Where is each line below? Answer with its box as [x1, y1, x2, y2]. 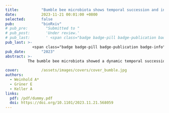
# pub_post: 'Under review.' [5, 30, 80, 35]
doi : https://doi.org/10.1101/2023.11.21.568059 [10, 100, 114, 105]
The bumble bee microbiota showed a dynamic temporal [27, 58, 143, 63]
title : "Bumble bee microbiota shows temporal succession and [5, 7, 158, 12]
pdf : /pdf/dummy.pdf [10, 95, 53, 100]
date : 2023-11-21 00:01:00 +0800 [5, 12, 98, 17]
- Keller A [10, 86, 33, 91]
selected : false [5, 16, 53, 21]
